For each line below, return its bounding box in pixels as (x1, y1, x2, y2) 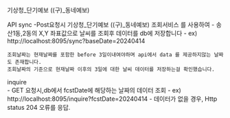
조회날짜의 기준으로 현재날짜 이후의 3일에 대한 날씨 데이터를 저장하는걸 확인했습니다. (7, 66, 215, 73)
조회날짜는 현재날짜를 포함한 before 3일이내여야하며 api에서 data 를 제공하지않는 (7, 51, 211, 58)
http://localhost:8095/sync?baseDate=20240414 (7, 37, 146, 45)
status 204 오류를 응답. (7, 104, 71, 111)
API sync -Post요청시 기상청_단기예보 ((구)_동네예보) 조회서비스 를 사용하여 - (7, 21, 215, 29)
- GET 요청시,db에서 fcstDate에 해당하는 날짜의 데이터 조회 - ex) (7, 86, 182, 94)
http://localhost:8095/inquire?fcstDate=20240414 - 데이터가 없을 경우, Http (7, 95, 218, 103)
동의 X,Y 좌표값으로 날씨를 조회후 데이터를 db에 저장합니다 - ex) (26, 29, 198, 37)
